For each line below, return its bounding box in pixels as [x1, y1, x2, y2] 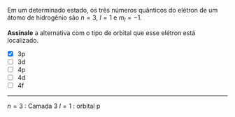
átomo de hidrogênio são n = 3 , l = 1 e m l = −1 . [7, 13, 142, 23]
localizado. [7, 36, 39, 44]
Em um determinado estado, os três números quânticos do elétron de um [7, 6, 218, 14]
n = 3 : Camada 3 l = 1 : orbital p [7, 102, 101, 111]
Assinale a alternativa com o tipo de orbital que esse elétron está [7, 28, 196, 37]
